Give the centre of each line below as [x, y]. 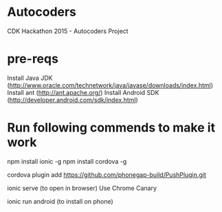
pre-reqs [33, 59]
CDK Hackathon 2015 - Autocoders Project [68, 31]
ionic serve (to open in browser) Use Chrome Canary [82, 188]
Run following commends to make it [111, 128]
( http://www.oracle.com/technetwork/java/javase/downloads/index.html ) [110, 85]
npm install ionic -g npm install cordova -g [67, 161]
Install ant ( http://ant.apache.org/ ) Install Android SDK [83, 92]
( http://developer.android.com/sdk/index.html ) [73, 100]
